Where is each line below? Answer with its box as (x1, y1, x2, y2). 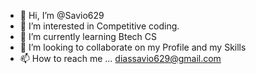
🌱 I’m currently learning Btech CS (19, 31, 158, 42)
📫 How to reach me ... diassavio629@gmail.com (19, 53, 222, 64)
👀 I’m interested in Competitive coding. (19, 20, 180, 32)
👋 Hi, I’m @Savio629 (19, 10, 105, 21)
